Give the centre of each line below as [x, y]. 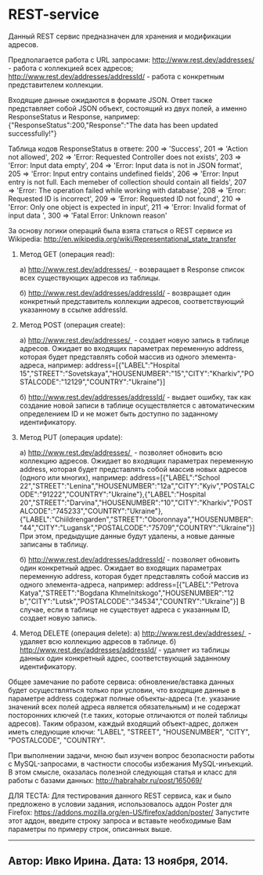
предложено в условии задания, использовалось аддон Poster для [120, 804]
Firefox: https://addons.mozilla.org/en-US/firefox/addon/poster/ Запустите [129, 812]
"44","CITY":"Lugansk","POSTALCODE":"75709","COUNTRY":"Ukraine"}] [137, 527]
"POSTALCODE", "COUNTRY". [57, 740]
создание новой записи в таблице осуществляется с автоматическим [137, 405]
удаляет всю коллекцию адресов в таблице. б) [98, 641]
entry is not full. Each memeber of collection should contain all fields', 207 [127, 181]
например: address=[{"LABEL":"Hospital [113, 365]
